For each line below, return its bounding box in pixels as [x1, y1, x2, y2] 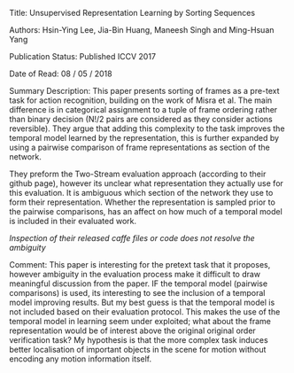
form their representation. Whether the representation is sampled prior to [9, 197, 276, 207]
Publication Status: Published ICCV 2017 [9, 51, 157, 61]
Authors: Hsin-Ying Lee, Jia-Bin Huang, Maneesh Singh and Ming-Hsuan [9, 25, 275, 35]
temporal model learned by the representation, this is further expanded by [9, 133, 280, 143]
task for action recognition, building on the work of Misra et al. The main [9, 95, 273, 105]
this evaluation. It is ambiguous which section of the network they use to [9, 188, 274, 198]
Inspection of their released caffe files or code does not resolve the [9, 233, 255, 243]
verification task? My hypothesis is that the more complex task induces [9, 335, 268, 345]
